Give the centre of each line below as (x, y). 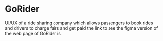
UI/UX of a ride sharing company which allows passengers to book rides (79, 23)
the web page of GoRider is (33, 33)
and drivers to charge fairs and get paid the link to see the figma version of (81, 28)
